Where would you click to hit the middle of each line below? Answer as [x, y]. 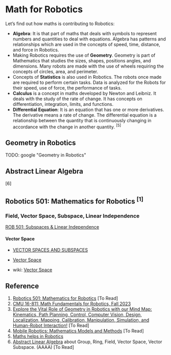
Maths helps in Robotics [38, 336]
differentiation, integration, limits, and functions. [63, 104]
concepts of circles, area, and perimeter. [55, 71]
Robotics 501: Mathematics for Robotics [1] [75, 201]
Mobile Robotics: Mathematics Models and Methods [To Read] [78, 330]
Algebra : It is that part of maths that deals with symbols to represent [85, 33]
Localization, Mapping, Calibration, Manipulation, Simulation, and [81, 320]
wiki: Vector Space [32, 270]
